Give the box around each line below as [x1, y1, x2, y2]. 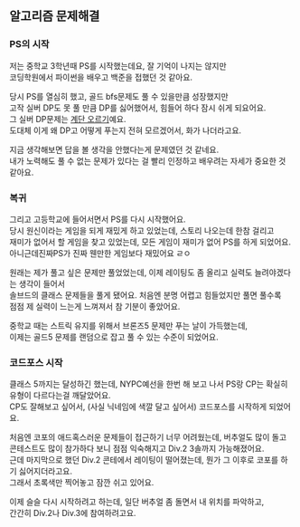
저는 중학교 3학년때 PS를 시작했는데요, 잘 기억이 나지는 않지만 [9, 60, 228, 71]
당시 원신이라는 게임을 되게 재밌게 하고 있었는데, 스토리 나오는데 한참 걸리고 [9, 225, 275, 235]
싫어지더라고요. [18, 465, 73, 477]
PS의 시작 [9, 38, 50, 51]
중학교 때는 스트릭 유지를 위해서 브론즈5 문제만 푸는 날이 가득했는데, [9, 320, 248, 331]
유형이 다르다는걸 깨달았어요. [9, 390, 111, 401]
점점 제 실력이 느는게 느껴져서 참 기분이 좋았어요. [9, 301, 181, 311]
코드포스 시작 [9, 356, 63, 369]
